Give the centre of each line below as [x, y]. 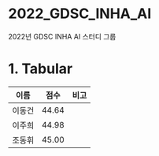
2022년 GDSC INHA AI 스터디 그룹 [62, 36]
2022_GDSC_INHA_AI [80, 14]
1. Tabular [41, 69]
